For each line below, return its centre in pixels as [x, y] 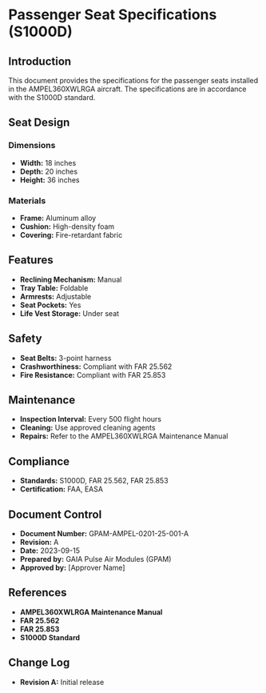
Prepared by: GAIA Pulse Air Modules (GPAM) [95, 559]
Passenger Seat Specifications [113, 15]
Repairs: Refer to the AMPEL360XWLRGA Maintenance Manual [124, 436]
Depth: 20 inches [49, 171]
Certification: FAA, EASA [62, 489]
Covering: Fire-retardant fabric [71, 234]
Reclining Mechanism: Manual [71, 279]
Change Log [39, 663]
